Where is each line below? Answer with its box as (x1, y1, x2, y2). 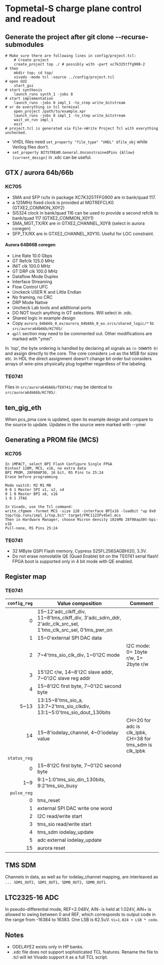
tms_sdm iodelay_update (37, 829, 94, 836)
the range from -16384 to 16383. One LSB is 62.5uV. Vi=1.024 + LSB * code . (5, 917, 159, 922)
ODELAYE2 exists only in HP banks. (12, 944, 84, 950)
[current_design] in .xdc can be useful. (12, 154, 92, 160)
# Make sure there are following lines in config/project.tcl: (5, 53, 137, 58)
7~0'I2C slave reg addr (37, 675, 91, 682)
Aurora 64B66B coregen (5, 242, 56, 248)
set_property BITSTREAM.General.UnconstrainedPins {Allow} (12, 150, 135, 155)
